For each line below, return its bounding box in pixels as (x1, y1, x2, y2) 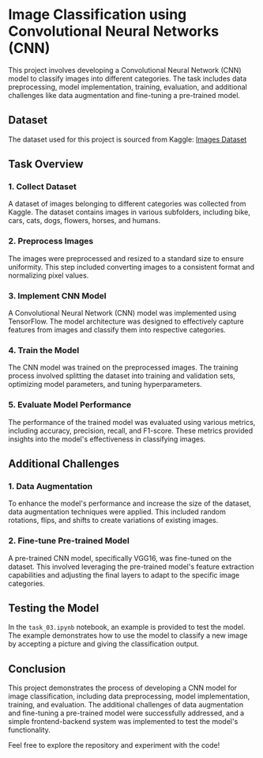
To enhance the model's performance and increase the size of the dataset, (8, 498, 251, 508)
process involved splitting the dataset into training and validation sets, (8, 371, 235, 381)
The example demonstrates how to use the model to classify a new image (8, 631, 248, 640)
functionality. (8, 726, 51, 735)
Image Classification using (8, 6, 187, 24)
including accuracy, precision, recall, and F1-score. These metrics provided (8, 426, 254, 435)
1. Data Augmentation (8, 480, 93, 491)
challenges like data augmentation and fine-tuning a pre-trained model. (8, 90, 241, 100)
